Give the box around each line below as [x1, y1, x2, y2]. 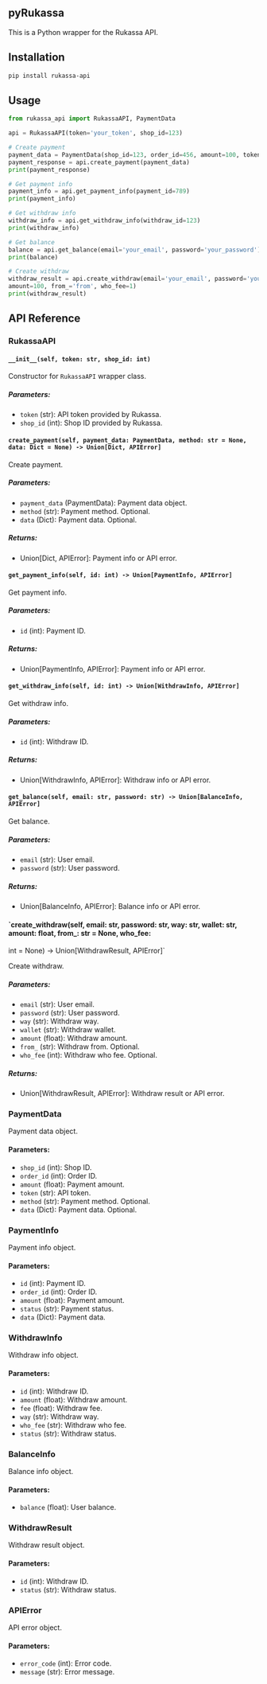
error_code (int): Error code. [19, 1659, 112, 1668]
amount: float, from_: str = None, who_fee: [8, 928, 152, 938]
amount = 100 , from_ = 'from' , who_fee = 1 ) [8, 283, 137, 290]
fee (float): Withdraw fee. [19, 1403, 103, 1413]
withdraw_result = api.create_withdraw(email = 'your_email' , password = [8, 275, 247, 283]
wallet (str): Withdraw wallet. [19, 1025, 117, 1035]
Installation [8, 51, 65, 64]
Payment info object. [8, 1242, 76, 1252]
